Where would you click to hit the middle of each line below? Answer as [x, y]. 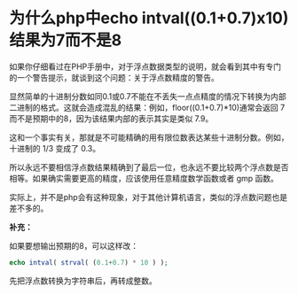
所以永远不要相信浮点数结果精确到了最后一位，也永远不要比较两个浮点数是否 [149, 167]
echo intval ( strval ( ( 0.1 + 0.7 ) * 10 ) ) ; [89, 262]
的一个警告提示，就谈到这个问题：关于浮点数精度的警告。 [114, 77]
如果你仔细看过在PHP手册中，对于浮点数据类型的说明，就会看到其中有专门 [145, 66]
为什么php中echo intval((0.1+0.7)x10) [149, 18]
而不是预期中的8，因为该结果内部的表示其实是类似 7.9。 [111, 118]
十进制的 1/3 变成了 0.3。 [55, 148]
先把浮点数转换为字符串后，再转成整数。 [83, 281]
